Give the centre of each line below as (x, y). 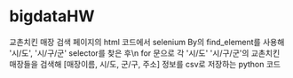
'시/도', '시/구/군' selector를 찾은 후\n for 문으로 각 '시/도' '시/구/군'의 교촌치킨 (145, 53)
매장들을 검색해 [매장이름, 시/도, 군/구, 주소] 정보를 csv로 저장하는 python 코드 (145, 64)
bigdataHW (52, 16)
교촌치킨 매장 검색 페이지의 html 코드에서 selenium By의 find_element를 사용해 (147, 42)
